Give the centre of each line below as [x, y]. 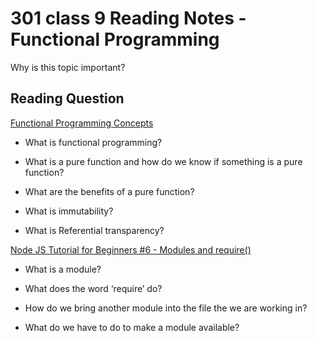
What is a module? [63, 269]
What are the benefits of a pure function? [109, 191]
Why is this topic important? [68, 67]
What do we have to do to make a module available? [132, 327]
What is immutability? [69, 211]
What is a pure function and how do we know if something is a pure [163, 161]
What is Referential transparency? [94, 230]
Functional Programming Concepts [82, 123]
